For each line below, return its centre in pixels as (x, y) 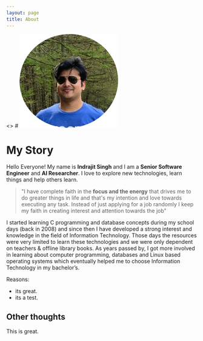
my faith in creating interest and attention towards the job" (94, 211)
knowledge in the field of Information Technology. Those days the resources (101, 235)
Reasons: (18, 280)
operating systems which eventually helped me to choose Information (93, 262)
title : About (23, 19)
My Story (30, 150)
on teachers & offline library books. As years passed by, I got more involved (101, 248)
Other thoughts (36, 316)
